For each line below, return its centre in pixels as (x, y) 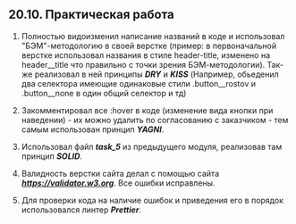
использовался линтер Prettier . (81, 210)
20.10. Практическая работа (92, 15)
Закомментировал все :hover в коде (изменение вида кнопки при (147, 110)
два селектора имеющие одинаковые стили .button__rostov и (139, 83)
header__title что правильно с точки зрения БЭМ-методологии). (143, 64)
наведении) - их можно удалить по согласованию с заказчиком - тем (155, 120)
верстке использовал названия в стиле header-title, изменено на (146, 55)
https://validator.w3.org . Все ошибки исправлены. (118, 183)
